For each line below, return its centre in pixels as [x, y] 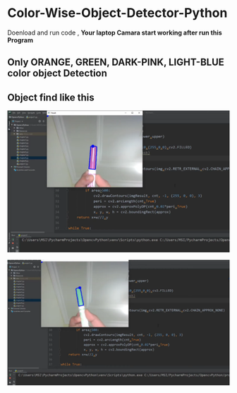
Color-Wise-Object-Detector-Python [117, 13]
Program [20, 40]
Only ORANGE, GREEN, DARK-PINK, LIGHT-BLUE [116, 63]
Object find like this [51, 97]
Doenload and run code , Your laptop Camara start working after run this [115, 33]
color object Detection [57, 73]
